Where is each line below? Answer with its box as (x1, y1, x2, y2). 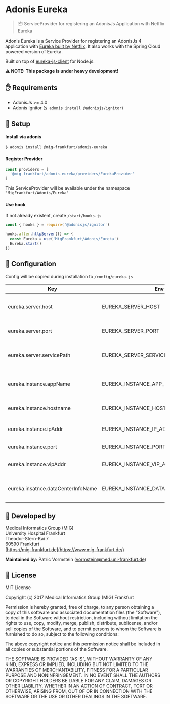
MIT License (5, 584, 31, 591)
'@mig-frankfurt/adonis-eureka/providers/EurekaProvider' (10, 171, 135, 177)
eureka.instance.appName (8, 380, 71, 387)
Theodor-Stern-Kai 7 (5, 536, 49, 542)
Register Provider (5, 155, 43, 162)
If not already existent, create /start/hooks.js (5, 213, 102, 219)
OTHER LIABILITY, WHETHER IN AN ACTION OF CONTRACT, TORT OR (5, 683, 153, 689)
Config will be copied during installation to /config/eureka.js (5, 273, 133, 279)
